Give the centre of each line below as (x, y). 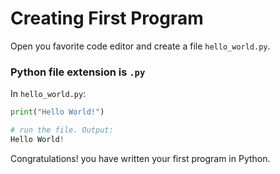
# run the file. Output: (62, 130)
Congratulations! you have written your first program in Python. (140, 158)
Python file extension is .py (78, 72)
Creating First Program (107, 18)
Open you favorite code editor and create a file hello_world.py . (140, 46)
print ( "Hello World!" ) (57, 112)
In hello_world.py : (48, 94)
